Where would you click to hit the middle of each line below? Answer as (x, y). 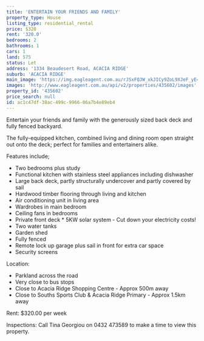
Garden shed (31, 232)
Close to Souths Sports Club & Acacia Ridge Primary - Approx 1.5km (100, 295)
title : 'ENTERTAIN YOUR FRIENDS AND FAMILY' (63, 12)
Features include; (28, 156)
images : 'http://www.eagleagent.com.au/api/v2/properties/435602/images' (102, 86)
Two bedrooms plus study (48, 168)
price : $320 (21, 29)
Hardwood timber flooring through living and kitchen (81, 194)
